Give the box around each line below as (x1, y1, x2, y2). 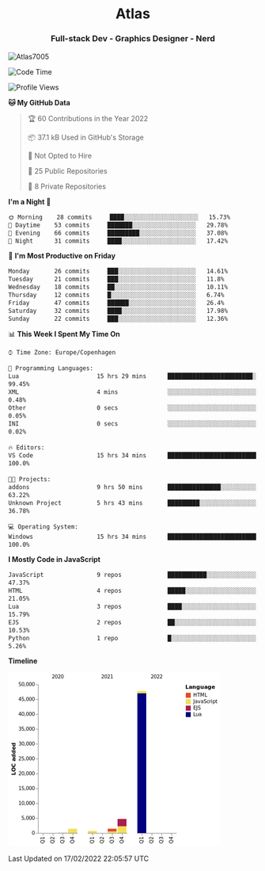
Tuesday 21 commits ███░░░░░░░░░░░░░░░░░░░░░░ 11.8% (8, 275, 225, 284)
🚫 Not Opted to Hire (27, 151, 93, 161)
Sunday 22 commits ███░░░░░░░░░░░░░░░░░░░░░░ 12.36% (8, 315, 228, 323)
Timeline (8, 656, 38, 666)
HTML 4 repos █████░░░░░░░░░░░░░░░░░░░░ (8, 587, 257, 595)
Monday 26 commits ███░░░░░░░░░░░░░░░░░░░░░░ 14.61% (8, 267, 228, 276)
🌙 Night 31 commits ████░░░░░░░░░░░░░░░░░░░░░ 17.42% (8, 237, 228, 246)
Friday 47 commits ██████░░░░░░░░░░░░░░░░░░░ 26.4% (8, 299, 225, 308)
